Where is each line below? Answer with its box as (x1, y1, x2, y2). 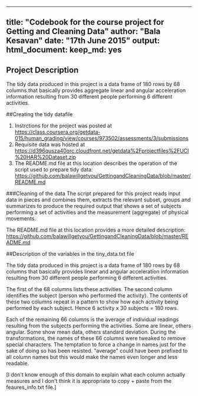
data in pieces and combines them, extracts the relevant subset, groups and (6, 196, 191, 203)
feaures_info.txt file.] (6, 384, 57, 391)
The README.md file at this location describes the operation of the (14, 160, 177, 167)
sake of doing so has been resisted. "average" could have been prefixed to (6, 347, 188, 354)
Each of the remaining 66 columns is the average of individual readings (6, 316, 179, 323)
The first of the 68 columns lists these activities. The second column (6, 286, 173, 293)
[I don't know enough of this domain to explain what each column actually (6, 371, 186, 378)
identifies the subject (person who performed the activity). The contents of (6, 292, 188, 299)
